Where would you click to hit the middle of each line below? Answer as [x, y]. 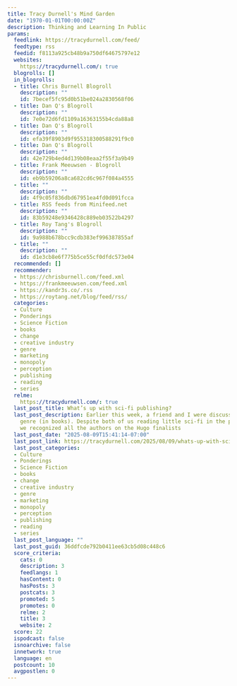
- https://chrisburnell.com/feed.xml [69, 277]
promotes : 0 [37, 605]
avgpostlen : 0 [34, 672]
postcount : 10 [34, 665]
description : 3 [42, 566]
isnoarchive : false [42, 645]
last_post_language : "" [48, 540]
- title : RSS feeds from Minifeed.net [71, 205]
